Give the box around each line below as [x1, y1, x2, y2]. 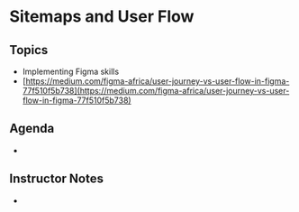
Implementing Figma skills [22, 66, 120, 77]
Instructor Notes [9, 171, 104, 187]
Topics [9, 42, 49, 58]
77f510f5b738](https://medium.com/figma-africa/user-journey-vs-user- [22, 86, 290, 96]
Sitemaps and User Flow [9, 6, 195, 27]
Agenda [9, 121, 55, 136]
